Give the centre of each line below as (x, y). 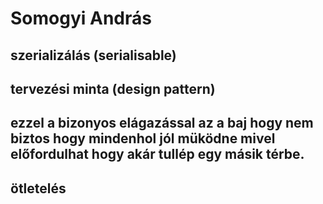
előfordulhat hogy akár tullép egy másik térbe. (157, 154)
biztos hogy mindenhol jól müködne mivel (143, 138)
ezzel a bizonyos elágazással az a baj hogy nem (162, 123)
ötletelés (38, 188)
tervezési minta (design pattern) (113, 88)
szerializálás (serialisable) (93, 55)
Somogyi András (81, 18)
